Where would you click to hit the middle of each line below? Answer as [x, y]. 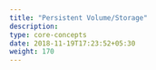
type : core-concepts [49, 35]
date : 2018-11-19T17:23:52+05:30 [73, 43]
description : [34, 26]
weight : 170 [32, 52]
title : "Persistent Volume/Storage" [78, 18]
